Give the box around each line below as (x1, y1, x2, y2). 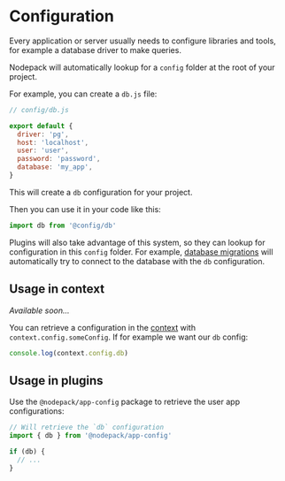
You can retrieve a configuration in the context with (9, 322, 196, 332)
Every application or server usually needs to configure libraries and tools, (9, 35, 276, 46)
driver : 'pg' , (17, 130, 69, 139)
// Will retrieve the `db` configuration (9, 423, 165, 432)
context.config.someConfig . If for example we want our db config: (9, 332, 249, 342)
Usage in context (9, 281, 104, 297)
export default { (9, 121, 73, 130)
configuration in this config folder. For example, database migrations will (9, 246, 273, 257)
